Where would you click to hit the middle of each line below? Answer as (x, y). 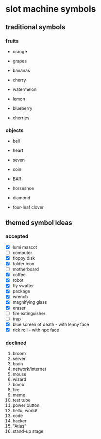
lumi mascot (25, 247)
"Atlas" (19, 426)
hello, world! (25, 411)
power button (26, 405)
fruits (12, 41)
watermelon (25, 89)
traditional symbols (35, 27)
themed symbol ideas (39, 222)
